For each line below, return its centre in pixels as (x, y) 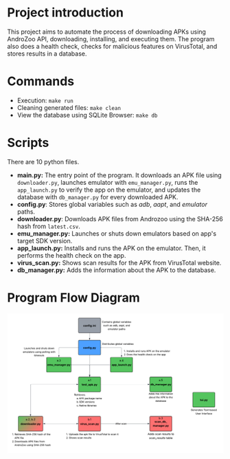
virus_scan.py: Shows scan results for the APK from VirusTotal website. (119, 262)
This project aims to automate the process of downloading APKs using (106, 32)
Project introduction (65, 13)
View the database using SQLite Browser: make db (87, 115)
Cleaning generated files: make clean (69, 107)
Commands (41, 81)
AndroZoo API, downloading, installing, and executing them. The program (111, 38)
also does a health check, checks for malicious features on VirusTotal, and (112, 46)
